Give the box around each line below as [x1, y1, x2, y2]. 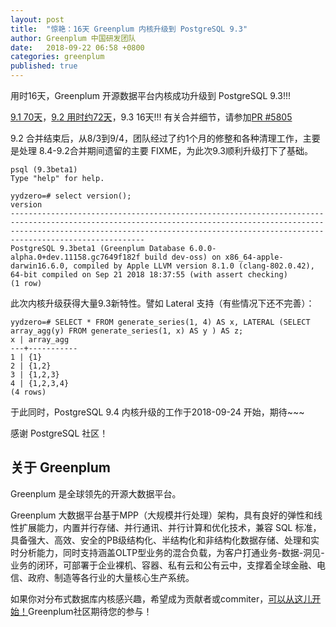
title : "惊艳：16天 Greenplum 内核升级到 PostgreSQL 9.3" [10, 24, 248, 34]
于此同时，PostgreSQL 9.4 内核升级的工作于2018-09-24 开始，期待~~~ [10, 406, 305, 418]
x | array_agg [10, 335, 70, 345]
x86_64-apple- [224, 252, 284, 262]
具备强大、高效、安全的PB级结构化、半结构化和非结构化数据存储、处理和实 [10, 534, 320, 546]
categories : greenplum [10, 52, 105, 62]
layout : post [10, 14, 65, 25]
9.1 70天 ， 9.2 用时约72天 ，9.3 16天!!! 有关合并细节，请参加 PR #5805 [10, 111, 293, 123]
